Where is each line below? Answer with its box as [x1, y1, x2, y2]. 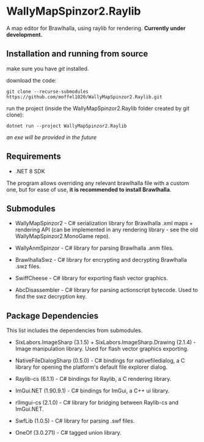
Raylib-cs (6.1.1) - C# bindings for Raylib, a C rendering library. [15, 375, 172, 383]
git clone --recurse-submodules [6, 89, 89, 95]
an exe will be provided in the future [6, 133, 97, 141]
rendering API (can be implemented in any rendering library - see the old [15, 226, 199, 233]
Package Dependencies [6, 310, 99, 321]
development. [6, 31, 43, 38]
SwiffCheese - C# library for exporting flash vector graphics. [15, 275, 169, 282]
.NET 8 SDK [15, 167, 45, 175]
